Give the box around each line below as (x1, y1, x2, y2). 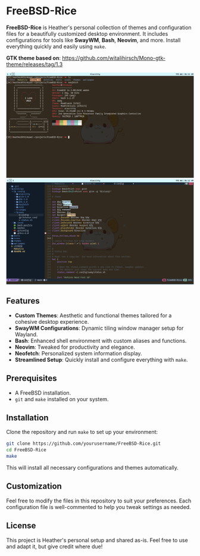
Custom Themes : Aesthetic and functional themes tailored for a (14, 311, 172, 319)
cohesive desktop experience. (14, 318, 89, 325)
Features (6, 296, 40, 306)
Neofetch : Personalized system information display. (14, 349, 142, 357)
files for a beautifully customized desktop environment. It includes (6, 30, 168, 37)
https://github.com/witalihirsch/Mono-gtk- (62, 54, 165, 61)
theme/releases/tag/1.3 (6, 61, 63, 68)
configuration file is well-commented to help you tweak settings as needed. (6, 503, 192, 510)
